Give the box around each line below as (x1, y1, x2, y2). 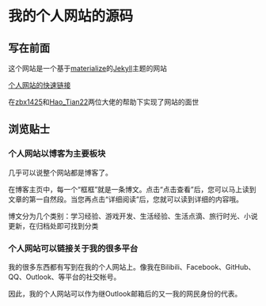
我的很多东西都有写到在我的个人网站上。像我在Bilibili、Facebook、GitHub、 (8, 262, 256, 271)
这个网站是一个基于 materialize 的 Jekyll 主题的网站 (8, 64, 168, 73)
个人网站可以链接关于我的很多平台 (8, 243, 139, 254)
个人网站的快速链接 (8, 81, 71, 89)
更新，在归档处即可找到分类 (8, 221, 99, 230)
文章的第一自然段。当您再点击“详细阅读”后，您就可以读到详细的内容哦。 (8, 195, 244, 204)
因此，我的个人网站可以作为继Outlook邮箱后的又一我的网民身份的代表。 (8, 289, 242, 298)
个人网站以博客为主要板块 (8, 148, 106, 159)
